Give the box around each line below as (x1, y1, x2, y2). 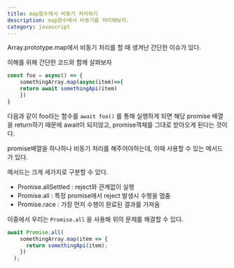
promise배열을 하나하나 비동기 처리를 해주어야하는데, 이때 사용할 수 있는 (7, 144, 205, 153)
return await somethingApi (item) (20, 85, 118, 92)
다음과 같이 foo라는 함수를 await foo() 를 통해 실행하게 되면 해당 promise (7, 111, 211, 120)
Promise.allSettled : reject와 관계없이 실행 (17, 183, 135, 191)
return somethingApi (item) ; (25, 242, 109, 249)
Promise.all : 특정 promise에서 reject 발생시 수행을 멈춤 (17, 191, 171, 199)
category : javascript (7, 23, 71, 30)
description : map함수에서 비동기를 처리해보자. (7, 17, 130, 24)
